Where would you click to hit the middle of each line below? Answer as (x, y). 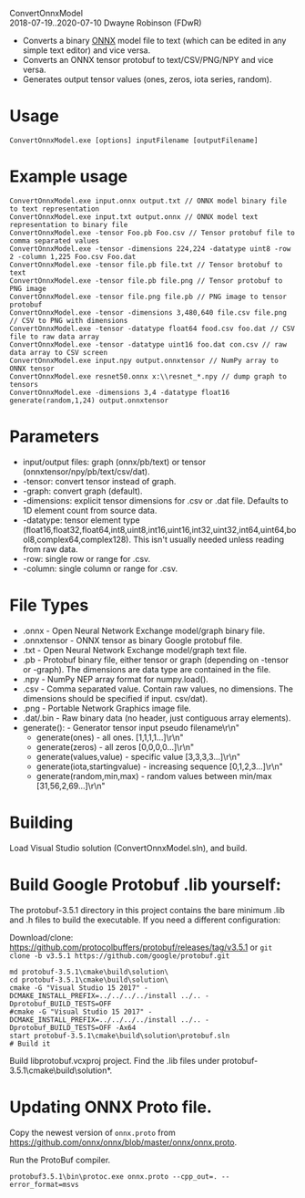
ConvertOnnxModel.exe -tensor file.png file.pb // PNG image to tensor (148, 297)
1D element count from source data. (90, 510)
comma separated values (55, 241)
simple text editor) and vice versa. (86, 50)
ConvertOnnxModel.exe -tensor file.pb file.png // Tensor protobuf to (146, 281)
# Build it (30, 1044)
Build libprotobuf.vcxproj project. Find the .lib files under (115, 1060)
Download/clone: (41, 937)
